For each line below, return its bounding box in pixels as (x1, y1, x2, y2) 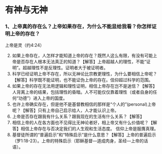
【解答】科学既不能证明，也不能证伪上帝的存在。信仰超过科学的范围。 (12, 77, 153, 83)
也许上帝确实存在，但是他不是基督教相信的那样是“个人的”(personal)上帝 (12, 101, 156, 107)
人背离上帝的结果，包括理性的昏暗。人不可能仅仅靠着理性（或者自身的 (12, 89, 153, 95)
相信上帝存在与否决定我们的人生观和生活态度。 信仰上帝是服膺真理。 (20, 126, 159, 132)
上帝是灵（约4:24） (5, 42, 45, 48)
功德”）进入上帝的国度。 (18, 96, 68, 101)
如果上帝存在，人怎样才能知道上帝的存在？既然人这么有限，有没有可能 (12, 53, 153, 58)
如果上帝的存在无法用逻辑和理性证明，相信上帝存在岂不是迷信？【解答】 (12, 83, 157, 89)
